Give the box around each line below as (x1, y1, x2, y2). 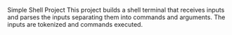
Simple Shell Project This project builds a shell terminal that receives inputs (7, 6, 225, 14)
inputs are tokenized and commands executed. (7, 21, 143, 28)
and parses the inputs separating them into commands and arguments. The (7, 13, 226, 21)
